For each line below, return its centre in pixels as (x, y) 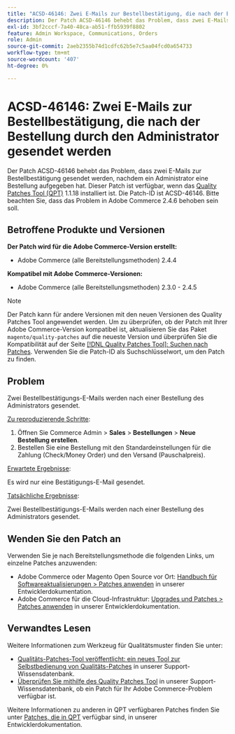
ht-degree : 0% (28, 66)
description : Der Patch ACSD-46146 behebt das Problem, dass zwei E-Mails (119, 20)
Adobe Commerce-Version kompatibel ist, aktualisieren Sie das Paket (107, 329)
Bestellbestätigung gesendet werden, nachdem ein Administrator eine (108, 178)
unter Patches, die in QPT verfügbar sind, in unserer (82, 717)
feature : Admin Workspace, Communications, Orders (83, 33)
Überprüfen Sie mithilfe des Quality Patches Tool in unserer (103, 681)
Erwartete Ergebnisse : (39, 469)
